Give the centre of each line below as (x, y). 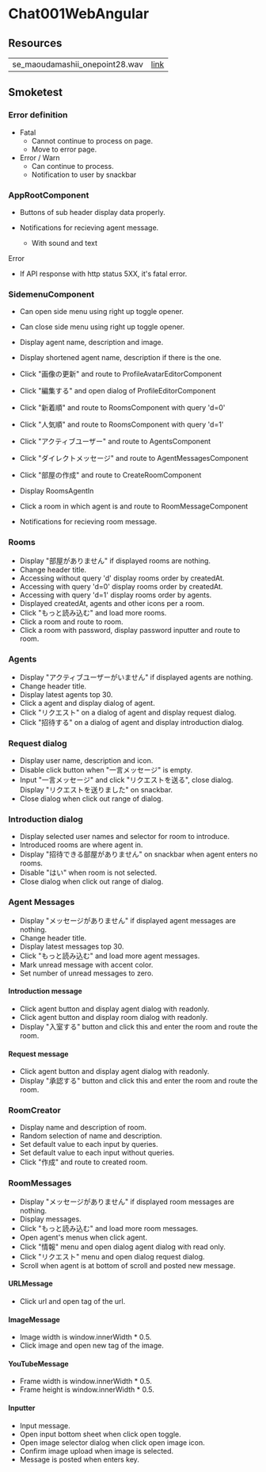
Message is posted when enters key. (80, 1459)
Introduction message (46, 991)
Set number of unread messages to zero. (87, 973)
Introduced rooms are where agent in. (81, 845)
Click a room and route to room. (72, 621)
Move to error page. (64, 149)
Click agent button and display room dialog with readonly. (114, 1017)
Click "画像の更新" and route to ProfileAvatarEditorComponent (121, 374)
